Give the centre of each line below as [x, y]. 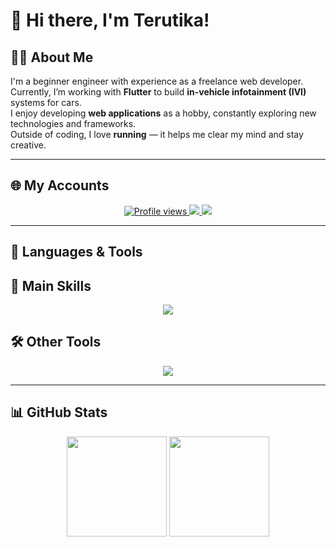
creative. [28, 145]
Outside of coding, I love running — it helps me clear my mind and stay [157, 134]
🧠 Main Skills [51, 285]
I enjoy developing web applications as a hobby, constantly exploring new [163, 113]
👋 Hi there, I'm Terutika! [110, 20]
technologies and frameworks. [73, 123]
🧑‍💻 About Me [52, 57]
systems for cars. [46, 102]
